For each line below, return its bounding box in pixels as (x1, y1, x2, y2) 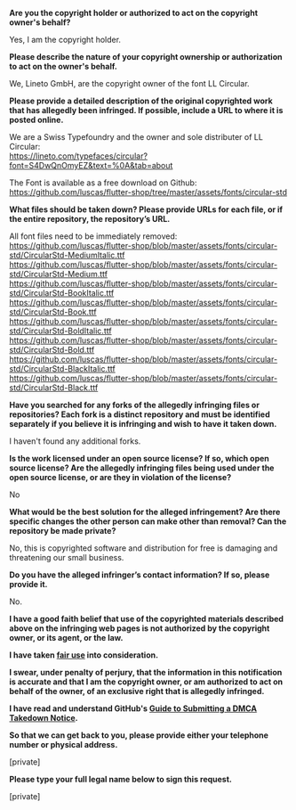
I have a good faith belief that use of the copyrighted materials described (9, 614, 284, 624)
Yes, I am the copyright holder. (9, 35, 122, 45)
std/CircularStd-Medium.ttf (9, 269, 108, 279)
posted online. (9, 115, 64, 125)
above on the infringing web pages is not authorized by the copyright (9, 623, 270, 634)
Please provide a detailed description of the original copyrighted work (9, 95, 273, 106)
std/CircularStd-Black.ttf (9, 382, 99, 393)
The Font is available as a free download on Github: (9, 177, 197, 188)
